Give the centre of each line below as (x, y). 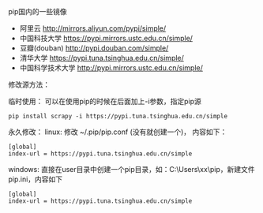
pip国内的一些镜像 (38, 11)
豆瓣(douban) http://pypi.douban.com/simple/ (94, 48)
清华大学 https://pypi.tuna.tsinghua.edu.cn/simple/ (101, 58)
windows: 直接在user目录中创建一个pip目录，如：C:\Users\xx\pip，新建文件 (131, 169)
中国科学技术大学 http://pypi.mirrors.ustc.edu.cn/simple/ (111, 68)
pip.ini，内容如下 (36, 179)
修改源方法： (29, 84)
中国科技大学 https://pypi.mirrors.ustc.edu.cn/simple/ (106, 38)
